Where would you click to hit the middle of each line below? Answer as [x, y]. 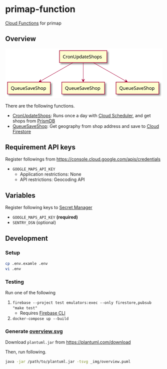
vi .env [13, 269]
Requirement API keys [40, 147]
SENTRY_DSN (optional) [34, 223]
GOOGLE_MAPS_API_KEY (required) [45, 217]
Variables [20, 195]
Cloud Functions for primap [33, 23]
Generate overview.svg [34, 331]
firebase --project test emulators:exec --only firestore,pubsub [82, 303]
